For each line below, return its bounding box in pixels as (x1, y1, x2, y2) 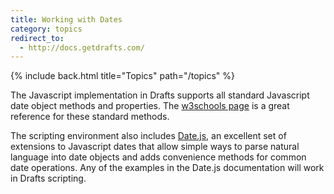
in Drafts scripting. (10, 172, 87, 185)
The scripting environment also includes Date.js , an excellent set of (10, 130, 287, 142)
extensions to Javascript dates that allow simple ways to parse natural (10, 141, 300, 153)
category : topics (10, 24, 83, 34)
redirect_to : (10, 33, 65, 43)
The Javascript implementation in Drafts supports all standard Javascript (10, 89, 310, 101)
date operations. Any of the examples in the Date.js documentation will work (10, 162, 325, 174)
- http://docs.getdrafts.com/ (19, 42, 145, 53)
